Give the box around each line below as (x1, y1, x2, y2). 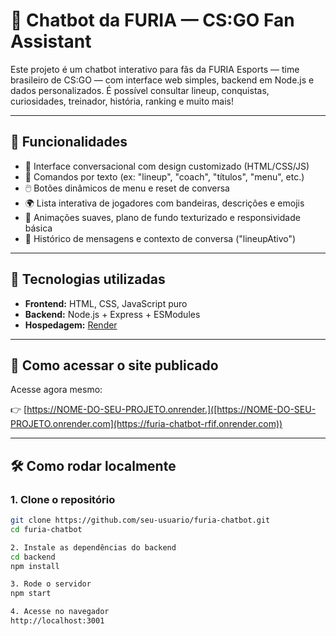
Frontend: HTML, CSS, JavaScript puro (24, 297, 188, 309)
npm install (10, 561, 60, 571)
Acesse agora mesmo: (10, 384, 103, 396)
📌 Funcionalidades (10, 134, 128, 151)
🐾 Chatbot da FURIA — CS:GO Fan (10, 9, 295, 32)
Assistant (10, 30, 92, 53)
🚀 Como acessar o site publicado (10, 357, 219, 374)
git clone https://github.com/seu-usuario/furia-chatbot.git (10, 515, 271, 526)
